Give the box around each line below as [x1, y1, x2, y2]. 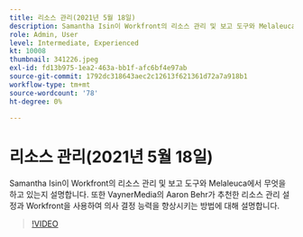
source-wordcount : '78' [9, 88, 99, 97]
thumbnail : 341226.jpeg [9, 55, 99, 64]
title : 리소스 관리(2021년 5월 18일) [9, 13, 136, 23]
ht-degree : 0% [9, 96, 63, 106]
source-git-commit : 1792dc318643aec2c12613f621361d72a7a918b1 [9, 72, 248, 81]
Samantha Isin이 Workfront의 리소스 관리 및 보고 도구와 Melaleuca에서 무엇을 [9, 178, 287, 189]
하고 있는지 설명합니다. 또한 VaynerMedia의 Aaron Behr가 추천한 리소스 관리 [9, 189, 280, 200]
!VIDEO [31, 218, 59, 230]
